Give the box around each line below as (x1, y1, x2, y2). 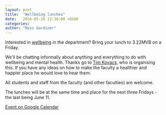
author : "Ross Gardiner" (5, 26, 56, 31)
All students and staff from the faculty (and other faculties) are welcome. (5, 80, 154, 86)
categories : (5, 21, 30, 26)
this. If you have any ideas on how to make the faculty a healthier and (5, 65, 147, 71)
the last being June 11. (5, 95, 51, 101)
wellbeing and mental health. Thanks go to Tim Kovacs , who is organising (5, 59, 155, 65)
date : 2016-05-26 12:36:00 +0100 (5, 16, 79, 21)
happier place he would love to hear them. (5, 70, 92, 76)
